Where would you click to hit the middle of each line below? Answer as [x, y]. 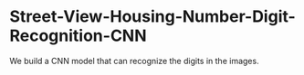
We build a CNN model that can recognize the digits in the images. [134, 61]
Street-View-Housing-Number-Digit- [153, 17]
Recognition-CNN [79, 36]
